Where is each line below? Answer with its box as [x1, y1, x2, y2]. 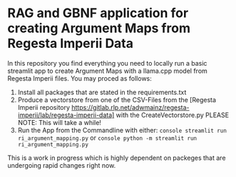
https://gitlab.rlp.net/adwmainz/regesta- [71, 103, 190, 111]
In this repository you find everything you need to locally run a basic [7, 59, 207, 67]
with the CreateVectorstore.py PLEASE [116, 111, 230, 119]
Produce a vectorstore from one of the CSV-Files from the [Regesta [17, 95, 216, 104]
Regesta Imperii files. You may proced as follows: [7, 74, 152, 83]
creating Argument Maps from [7, 20, 191, 36]
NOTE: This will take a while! [17, 118, 102, 126]
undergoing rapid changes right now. [7, 161, 116, 169]
